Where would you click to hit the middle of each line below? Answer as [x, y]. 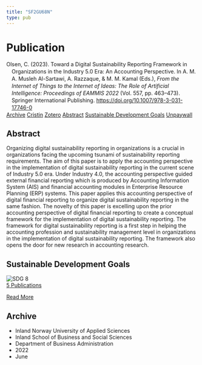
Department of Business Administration [64, 344]
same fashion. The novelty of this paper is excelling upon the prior [89, 206]
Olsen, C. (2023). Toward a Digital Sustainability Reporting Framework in [97, 64]
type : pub [19, 18]
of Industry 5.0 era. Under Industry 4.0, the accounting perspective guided [99, 174]
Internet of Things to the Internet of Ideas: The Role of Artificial [90, 86]
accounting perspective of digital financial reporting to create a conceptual [100, 213]
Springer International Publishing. [53, 100]
